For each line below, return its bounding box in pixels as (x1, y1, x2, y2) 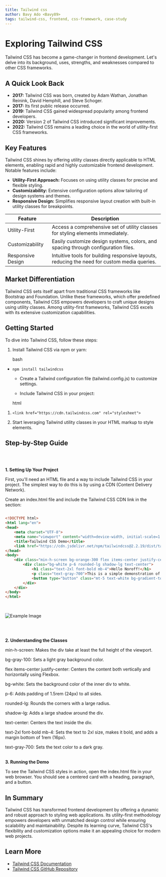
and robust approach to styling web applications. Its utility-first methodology (5, 812, 161, 818)
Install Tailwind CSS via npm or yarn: (12, 346, 87, 352)
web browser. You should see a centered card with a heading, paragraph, (5, 774, 155, 780)
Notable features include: (5, 167, 57, 173)
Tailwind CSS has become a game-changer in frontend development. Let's (5, 54, 157, 60)
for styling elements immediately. (51, 229, 129, 236)
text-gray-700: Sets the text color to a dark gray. (5, 744, 104, 750)
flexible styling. (12, 182, 43, 188)
